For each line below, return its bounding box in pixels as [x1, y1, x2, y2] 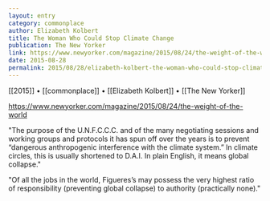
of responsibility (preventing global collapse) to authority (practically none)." [8, 183, 261, 193]
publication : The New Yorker [8, 42, 106, 50]
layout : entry [8, 11, 56, 20]
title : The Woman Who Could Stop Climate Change [8, 34, 174, 42]
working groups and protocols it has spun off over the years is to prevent [8, 134, 250, 143]
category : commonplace [8, 19, 84, 27]
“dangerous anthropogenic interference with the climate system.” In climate [8, 142, 259, 152]
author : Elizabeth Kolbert [8, 26, 99, 34]
